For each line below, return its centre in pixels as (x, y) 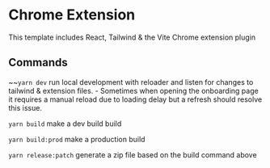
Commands (38, 63)
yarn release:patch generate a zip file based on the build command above (133, 154)
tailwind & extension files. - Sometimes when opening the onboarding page (133, 90)
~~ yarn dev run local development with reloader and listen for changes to (131, 82)
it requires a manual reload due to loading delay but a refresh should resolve (135, 99)
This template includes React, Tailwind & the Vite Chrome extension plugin (132, 37)
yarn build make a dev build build (65, 124)
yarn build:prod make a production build (77, 139)
